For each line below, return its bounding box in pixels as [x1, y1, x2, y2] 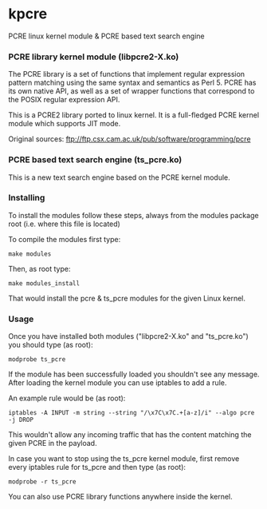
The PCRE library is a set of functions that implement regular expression [8, 70, 245, 79]
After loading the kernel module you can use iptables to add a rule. [8, 378, 227, 388]
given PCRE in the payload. [8, 439, 97, 448]
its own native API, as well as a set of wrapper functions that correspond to [8, 86, 255, 96]
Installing [8, 193, 45, 204]
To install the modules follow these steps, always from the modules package [8, 210, 259, 220]
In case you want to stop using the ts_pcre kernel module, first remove [8, 454, 240, 463]
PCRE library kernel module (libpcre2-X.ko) [8, 51, 179, 62]
